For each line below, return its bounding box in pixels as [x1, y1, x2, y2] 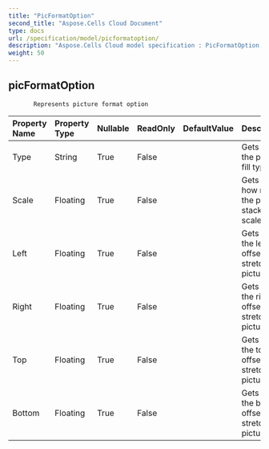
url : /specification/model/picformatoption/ [8, 34, 159, 43]
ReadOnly [137, 122, 176, 133]
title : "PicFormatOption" [8, 11, 94, 20]
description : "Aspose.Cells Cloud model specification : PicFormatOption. [8, 42, 263, 50]
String [54, 151, 78, 162]
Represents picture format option [33, 100, 149, 108]
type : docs [8, 27, 45, 35]
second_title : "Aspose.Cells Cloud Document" [8, 19, 163, 27]
